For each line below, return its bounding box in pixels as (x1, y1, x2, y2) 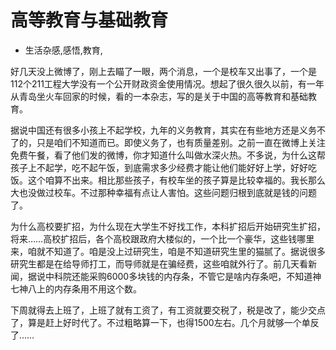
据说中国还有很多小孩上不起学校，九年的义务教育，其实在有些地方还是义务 (10, 124, 317, 136)
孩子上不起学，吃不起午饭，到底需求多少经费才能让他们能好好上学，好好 (10, 161, 308, 173)
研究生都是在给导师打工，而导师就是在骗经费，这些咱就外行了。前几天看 (10, 257, 308, 270)
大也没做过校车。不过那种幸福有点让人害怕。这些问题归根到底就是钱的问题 (10, 186, 317, 198)
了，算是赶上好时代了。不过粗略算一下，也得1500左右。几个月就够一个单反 (10, 316, 320, 328)
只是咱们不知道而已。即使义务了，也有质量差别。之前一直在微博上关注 (36, 136, 326, 148)
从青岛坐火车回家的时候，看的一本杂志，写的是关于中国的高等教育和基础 (10, 90, 308, 102)
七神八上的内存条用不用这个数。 (10, 282, 142, 295)
